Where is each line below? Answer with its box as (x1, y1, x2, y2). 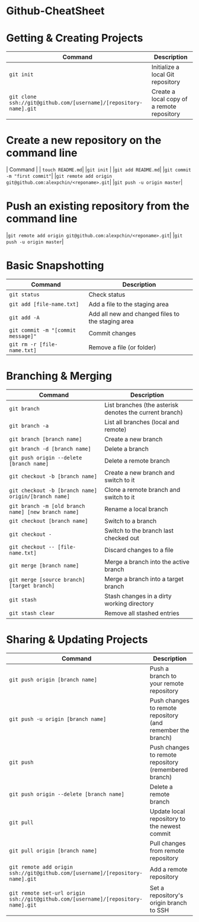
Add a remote (150, 865, 188, 873)
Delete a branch (104, 444, 149, 453)
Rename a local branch (104, 504, 169, 513)
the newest (150, 822, 181, 830)
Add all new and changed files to (88, 309, 179, 318)
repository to (150, 814, 185, 823)
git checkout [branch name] (9, 518, 88, 524)
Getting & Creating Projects (6, 32, 143, 45)
